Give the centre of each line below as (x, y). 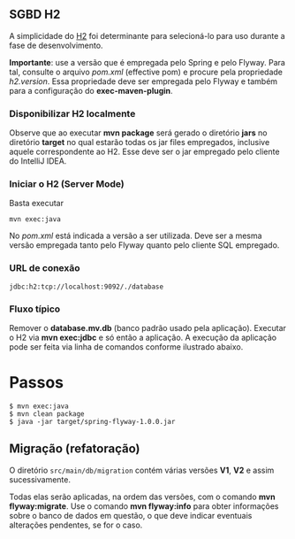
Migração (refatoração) (75, 449)
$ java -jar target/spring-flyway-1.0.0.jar (92, 421)
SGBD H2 (35, 15)
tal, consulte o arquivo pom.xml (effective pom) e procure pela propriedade (146, 72)
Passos (37, 383)
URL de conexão (45, 268)
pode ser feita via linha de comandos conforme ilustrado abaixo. (126, 347)
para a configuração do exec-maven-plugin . (91, 90)
